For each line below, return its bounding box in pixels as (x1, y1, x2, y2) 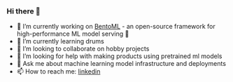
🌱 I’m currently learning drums (16, 37, 104, 46)
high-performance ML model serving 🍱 (16, 29, 129, 38)
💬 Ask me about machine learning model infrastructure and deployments (16, 60, 227, 68)
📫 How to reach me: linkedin (16, 67, 101, 76)
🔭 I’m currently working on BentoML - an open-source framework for (16, 22, 216, 31)
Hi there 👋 (6, 6, 41, 16)
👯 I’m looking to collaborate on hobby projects (16, 45, 150, 53)
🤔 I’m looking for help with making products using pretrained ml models (16, 52, 223, 60)
